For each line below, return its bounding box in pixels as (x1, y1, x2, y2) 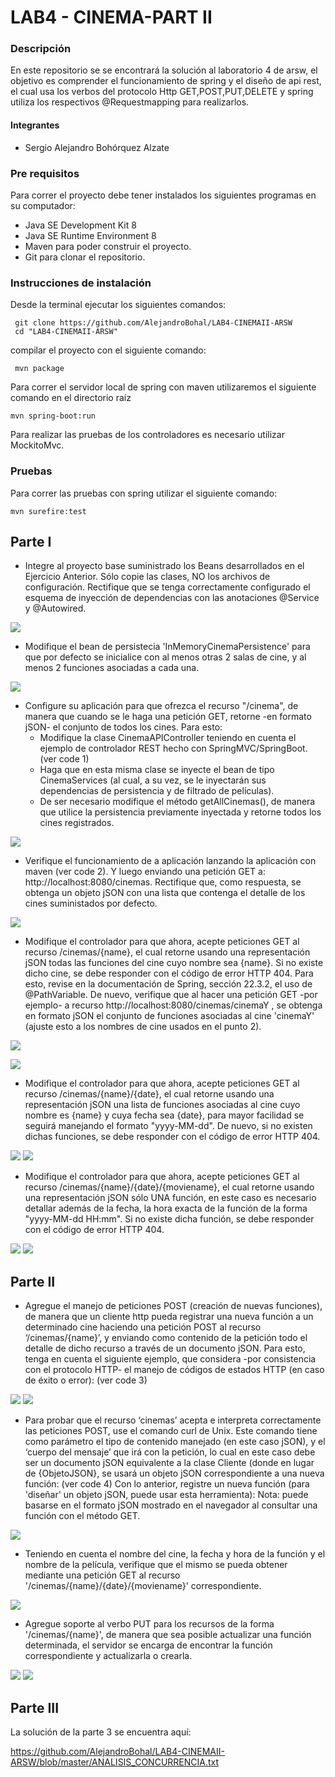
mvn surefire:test (10, 506, 87, 516)
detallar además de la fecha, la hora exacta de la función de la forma (24, 1202, 308, 1215)
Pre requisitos (10, 166, 80, 180)
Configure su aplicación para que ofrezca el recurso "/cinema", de (24, 700, 299, 712)
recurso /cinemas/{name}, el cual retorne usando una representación (24, 946, 311, 958)
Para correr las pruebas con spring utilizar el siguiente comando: (10, 487, 278, 499)
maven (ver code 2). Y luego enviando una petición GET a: (24, 866, 266, 878)
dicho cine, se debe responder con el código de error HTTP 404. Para (24, 967, 314, 980)
